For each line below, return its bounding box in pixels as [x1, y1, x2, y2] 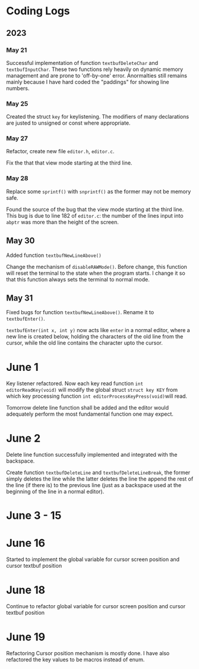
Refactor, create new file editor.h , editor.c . [6, 148, 115, 155]
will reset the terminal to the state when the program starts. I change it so [6, 270, 185, 277]
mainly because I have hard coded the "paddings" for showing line [6, 78, 169, 85]
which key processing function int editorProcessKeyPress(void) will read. [6, 392, 188, 400]
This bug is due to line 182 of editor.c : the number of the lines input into [6, 212, 184, 219]
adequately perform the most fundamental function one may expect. [6, 410, 174, 418]
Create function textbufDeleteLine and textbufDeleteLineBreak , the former [6, 469, 191, 476]
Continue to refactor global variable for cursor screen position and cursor [6, 603, 186, 610]
